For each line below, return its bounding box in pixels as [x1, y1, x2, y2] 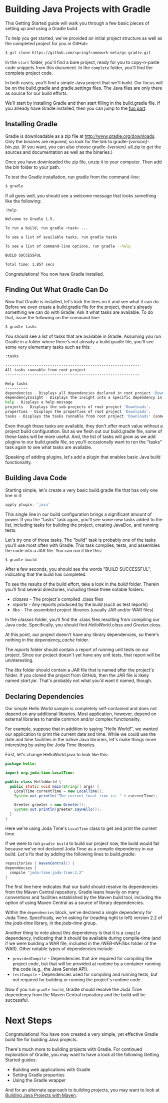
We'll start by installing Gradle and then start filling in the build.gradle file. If [5, 100, 160, 106]
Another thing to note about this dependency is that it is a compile [5, 930, 140, 936]
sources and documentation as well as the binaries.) [5, 149, 113, 155]
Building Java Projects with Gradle [5, 4, 151, 15]
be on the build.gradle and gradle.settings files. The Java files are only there [5, 85, 162, 91]
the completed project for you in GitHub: [5, 40, 88, 46]
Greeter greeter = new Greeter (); [14, 802, 86, 807]
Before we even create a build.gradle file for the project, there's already [5, 304, 152, 310]
